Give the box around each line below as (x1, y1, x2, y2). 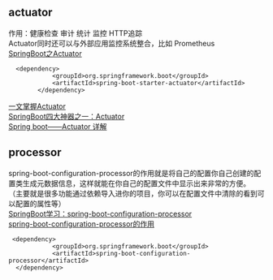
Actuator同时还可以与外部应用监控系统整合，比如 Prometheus (8, 38, 215, 48)
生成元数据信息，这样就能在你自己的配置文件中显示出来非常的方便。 (22, 178, 250, 188)
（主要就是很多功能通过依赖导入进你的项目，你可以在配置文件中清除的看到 (8, 188, 258, 198)
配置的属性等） (15, 198, 66, 209)
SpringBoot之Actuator (8, 48, 83, 58)
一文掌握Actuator (8, 101, 67, 111)
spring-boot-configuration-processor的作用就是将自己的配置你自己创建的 (8, 168, 254, 178)
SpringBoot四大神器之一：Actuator (8, 111, 125, 121)
